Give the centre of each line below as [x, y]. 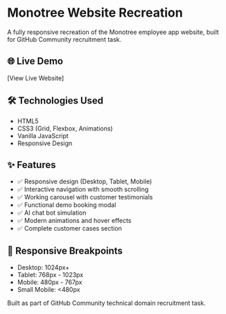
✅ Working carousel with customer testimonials [85, 197]
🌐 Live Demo [35, 61]
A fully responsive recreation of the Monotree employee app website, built [113, 32]
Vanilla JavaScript [43, 135]
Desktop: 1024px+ [43, 267]
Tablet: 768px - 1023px [50, 275]
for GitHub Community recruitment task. [64, 39]
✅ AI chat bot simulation [52, 213]
